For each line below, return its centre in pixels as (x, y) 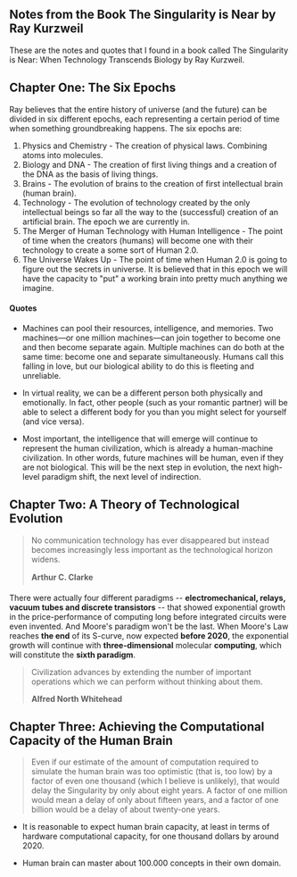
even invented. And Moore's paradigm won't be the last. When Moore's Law (149, 626)
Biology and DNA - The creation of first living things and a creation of (149, 164)
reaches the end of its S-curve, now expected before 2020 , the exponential (149, 635)
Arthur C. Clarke (62, 577)
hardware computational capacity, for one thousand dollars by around (150, 836)
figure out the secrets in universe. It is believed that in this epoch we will (155, 269)
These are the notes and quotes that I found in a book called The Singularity (149, 50)
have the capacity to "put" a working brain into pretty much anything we (155, 278)
